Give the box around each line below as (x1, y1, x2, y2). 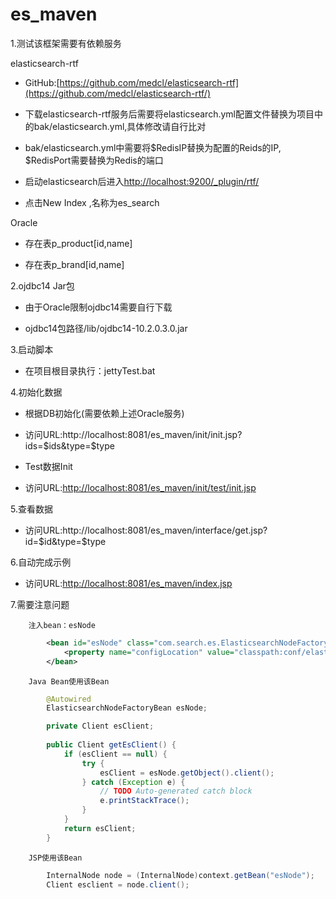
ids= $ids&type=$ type (24, 439, 115, 452)
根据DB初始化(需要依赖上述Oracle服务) (24, 407, 185, 419)
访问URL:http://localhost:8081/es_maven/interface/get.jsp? (24, 524, 268, 536)
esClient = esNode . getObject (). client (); (99, 768, 275, 778)
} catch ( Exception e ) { (81, 777, 186, 787)
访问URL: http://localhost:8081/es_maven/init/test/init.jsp (24, 481, 257, 493)
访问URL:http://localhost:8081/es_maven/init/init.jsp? (24, 428, 243, 440)
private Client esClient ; (46, 721, 155, 732)
